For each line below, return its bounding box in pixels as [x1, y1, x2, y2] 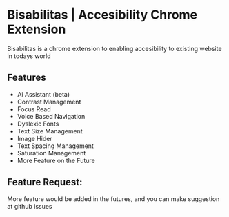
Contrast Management [17, 97, 81, 106]
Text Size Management [17, 126, 83, 135]
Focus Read [17, 104, 52, 113]
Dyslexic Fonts [17, 120, 59, 128]
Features [7, 72, 46, 84]
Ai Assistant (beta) [17, 90, 70, 98]
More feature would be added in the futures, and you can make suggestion [7, 194, 220, 203]
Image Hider [17, 134, 53, 142]
